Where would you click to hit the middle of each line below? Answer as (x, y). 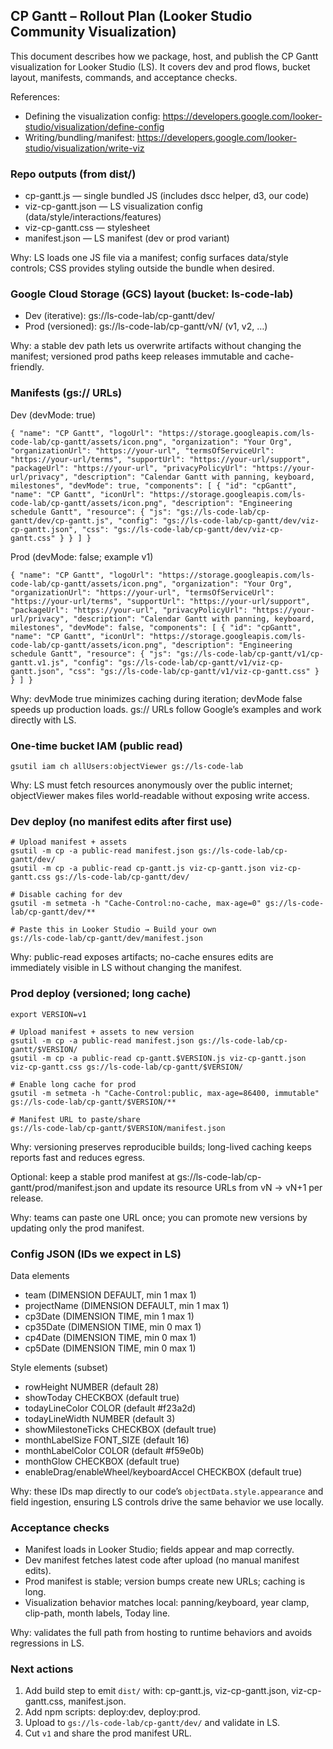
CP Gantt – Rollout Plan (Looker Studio (131, 16)
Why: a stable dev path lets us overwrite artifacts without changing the (156, 346)
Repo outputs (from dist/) (73, 174)
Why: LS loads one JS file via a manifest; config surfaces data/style (149, 258)
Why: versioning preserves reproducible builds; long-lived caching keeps (161, 1146)
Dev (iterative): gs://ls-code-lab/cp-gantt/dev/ (119, 316)
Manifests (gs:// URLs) (66, 393)
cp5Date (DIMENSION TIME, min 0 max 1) (110, 1348)
